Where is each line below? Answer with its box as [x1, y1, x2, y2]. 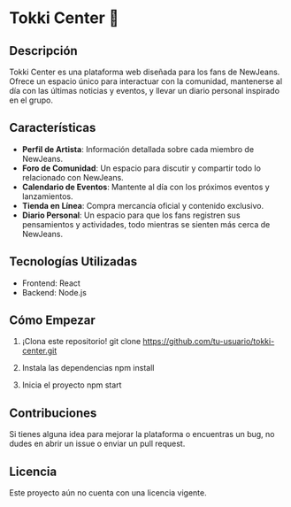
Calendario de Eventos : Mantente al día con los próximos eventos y [21, 181, 270, 192]
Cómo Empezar [9, 313, 96, 328]
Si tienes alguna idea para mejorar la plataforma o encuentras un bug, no [9, 429, 275, 440]
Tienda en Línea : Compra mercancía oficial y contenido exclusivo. [21, 200, 264, 211]
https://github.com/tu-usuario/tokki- [142, 336, 275, 347]
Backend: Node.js [21, 287, 87, 297]
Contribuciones [9, 405, 97, 420]
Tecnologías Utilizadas [9, 254, 138, 269]
